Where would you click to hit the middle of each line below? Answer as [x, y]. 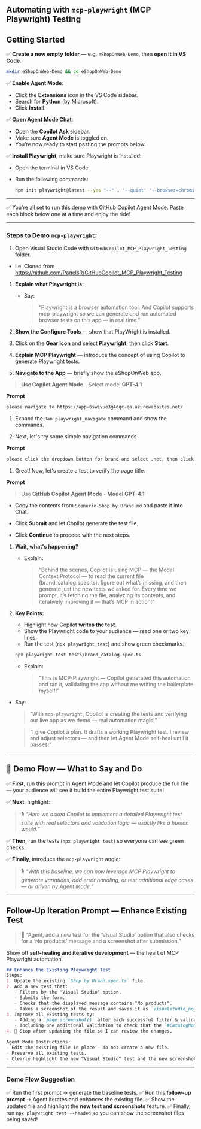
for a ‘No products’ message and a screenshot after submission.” [101, 941]
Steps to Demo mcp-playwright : [52, 235]
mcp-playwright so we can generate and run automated [107, 314]
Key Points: [29, 613]
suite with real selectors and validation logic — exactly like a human [105, 822]
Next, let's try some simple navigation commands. [77, 437]
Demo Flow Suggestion [41, 1079]
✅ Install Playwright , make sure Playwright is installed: [74, 156]
